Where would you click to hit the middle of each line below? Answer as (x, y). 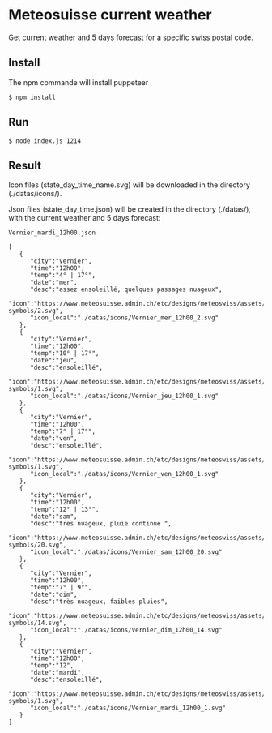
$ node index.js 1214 (45, 141)
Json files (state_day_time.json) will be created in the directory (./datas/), (130, 209)
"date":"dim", (54, 595)
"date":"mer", (54, 283)
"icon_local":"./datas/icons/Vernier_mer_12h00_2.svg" (124, 318)
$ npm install (32, 97)
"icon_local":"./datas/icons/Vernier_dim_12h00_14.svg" (126, 630)
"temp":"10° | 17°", (64, 354)
